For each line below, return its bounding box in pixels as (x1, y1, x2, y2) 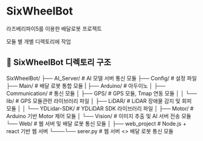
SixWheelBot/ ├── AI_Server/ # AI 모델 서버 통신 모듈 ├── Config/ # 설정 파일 (6, 74, 197, 82)
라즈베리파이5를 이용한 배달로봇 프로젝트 (6, 25, 102, 32)
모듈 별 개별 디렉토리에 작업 (6, 38, 72, 45)
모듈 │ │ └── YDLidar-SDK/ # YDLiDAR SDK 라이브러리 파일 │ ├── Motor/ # (6, 105, 194, 112)
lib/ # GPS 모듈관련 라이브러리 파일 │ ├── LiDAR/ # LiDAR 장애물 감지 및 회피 (6, 97, 192, 104)
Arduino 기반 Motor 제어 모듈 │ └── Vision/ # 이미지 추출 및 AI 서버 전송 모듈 (6, 112, 191, 119)
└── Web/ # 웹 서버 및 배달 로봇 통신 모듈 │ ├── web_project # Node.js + (6, 120, 187, 127)
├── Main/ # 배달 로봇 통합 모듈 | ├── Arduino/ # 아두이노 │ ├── (6, 82, 166, 89)
